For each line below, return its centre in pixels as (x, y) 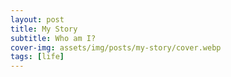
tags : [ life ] (37, 57)
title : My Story (44, 29)
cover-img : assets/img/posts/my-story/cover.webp (116, 47)
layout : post (37, 19)
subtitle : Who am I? (53, 38)
